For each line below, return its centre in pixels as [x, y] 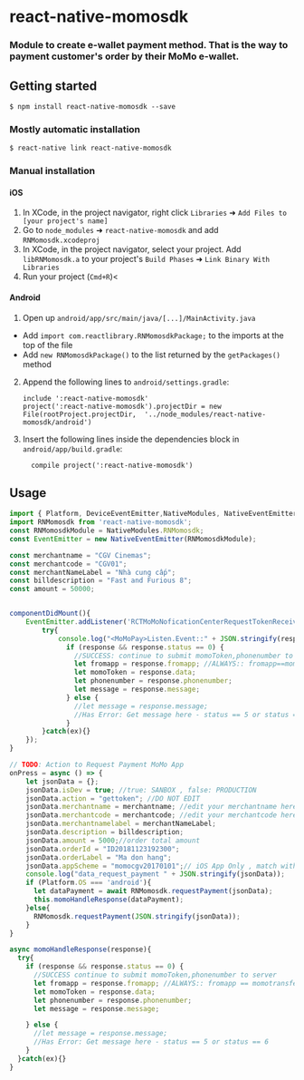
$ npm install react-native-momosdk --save [93, 106]
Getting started [53, 86]
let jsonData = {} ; [62, 782]
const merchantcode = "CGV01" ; [68, 564]
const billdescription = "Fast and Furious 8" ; [101, 581]
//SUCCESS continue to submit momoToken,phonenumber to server [155, 975]
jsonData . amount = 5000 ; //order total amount [113, 841]
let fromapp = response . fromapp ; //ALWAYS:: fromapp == [141, 983]
